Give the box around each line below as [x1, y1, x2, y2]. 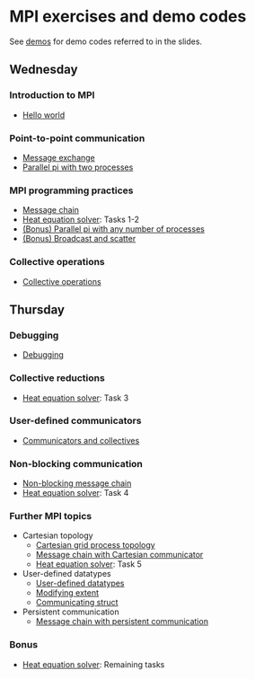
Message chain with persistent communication [35, 616, 209, 627]
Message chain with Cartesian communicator [35, 550, 204, 560]
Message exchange [22, 152, 96, 163]
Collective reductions [9, 372, 105, 384]
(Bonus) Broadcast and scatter [22, 234, 136, 244]
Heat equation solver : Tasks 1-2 [22, 214, 140, 225]
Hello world [22, 110, 66, 120]
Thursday [9, 302, 66, 317]
